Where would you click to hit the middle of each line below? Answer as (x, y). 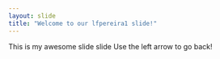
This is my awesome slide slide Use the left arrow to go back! (110, 46)
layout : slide (32, 16)
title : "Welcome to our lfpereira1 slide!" (83, 23)
